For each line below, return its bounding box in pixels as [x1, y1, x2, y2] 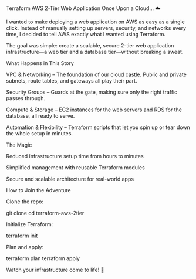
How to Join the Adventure [6, 187, 72, 193]
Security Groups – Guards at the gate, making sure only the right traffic [6, 89, 178, 96]
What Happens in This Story [6, 60, 75, 66]
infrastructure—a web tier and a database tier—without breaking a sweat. [6, 49, 184, 55]
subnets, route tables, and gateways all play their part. [6, 77, 137, 84]
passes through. [6, 95, 46, 101]
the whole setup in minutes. [6, 130, 73, 137]
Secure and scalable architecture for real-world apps [6, 175, 134, 182]
